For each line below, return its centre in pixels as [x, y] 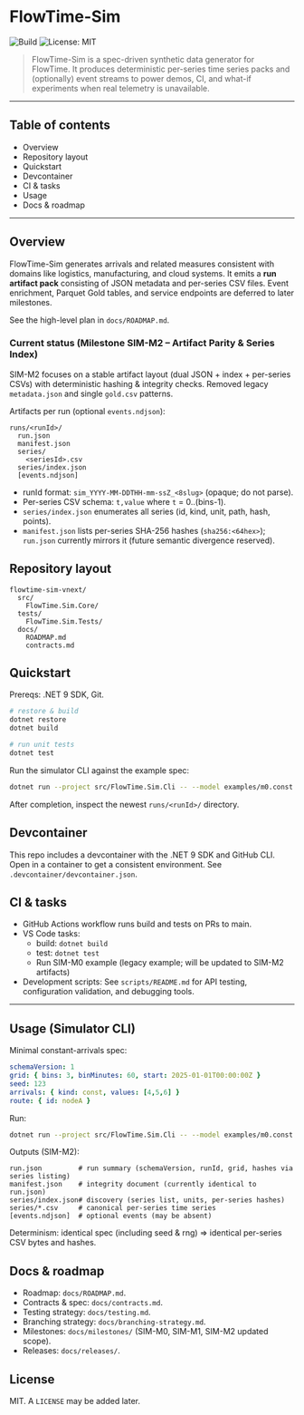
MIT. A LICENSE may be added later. [75, 1401]
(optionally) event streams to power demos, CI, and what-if [141, 78]
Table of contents [60, 126]
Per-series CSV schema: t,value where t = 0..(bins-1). [124, 501]
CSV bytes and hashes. [53, 1243]
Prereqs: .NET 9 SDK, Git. [57, 694]
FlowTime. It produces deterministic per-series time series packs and [161, 69]
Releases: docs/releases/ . [71, 1351]
